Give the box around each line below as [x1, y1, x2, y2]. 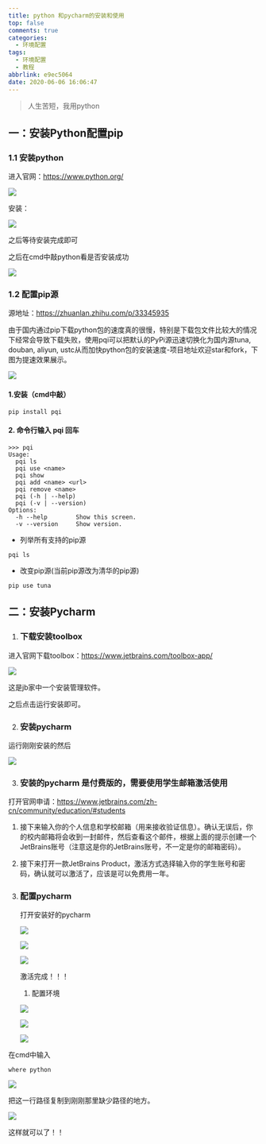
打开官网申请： [8, 797, 57, 806]
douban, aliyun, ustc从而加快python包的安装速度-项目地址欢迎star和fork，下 [8, 345, 259, 354]
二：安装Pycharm [8, 605, 96, 619]
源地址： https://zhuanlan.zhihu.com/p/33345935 [8, 308, 169, 318]
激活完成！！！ [19, 972, 69, 981]
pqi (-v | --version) [15, 499, 87, 507]
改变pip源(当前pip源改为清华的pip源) [19, 566, 140, 575]
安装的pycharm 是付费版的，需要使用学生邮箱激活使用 [19, 777, 228, 788]
